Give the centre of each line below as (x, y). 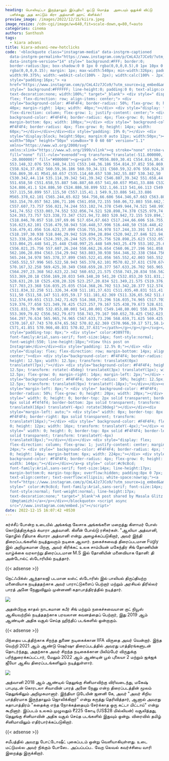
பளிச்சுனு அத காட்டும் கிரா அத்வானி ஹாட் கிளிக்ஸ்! (56, 15)
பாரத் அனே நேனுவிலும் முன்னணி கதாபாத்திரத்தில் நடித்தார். (64, 589)
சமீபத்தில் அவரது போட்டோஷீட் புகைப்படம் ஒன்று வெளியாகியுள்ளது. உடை (76, 742)
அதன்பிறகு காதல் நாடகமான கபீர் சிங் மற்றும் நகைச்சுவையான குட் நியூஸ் (74, 609)
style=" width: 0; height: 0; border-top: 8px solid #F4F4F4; (76, 431)
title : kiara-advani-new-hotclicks (43, 47)
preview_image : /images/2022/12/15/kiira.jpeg (55, 19)
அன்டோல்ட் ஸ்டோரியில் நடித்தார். (38, 558)
